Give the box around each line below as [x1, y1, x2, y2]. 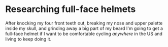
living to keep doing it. [5, 36, 52, 42]
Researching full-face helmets [5, 3, 136, 15]
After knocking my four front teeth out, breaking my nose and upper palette [5, 20, 163, 26]
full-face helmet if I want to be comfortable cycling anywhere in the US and [5, 30, 162, 36]
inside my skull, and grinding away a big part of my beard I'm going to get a [5, 25, 163, 31]
